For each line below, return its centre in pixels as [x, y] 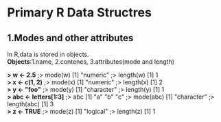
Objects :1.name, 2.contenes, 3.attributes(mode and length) [91, 62]
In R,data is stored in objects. [48, 54]
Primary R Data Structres [80, 13]
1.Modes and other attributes [70, 38]
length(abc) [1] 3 [31, 104]
